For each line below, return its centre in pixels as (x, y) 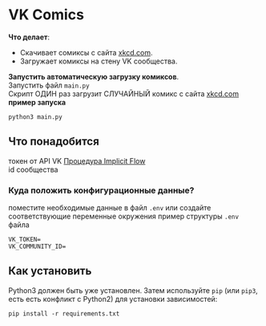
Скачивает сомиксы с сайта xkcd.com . (87, 52)
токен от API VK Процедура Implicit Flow (77, 161)
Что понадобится (54, 142)
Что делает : (29, 37)
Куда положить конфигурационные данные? (101, 190)
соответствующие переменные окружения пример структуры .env (123, 216)
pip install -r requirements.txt (64, 314)
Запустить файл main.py (49, 85)
